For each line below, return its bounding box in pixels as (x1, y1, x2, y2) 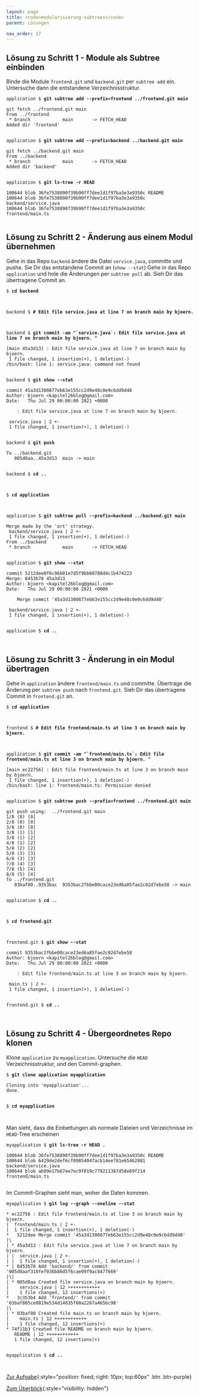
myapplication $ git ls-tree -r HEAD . (6, 1142, 106, 1148)
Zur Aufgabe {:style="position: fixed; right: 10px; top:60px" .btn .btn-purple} (6, 1373, 192, 1380)
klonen (6, 1038, 33, 1048)
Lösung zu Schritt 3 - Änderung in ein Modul (6, 655, 174, 665)
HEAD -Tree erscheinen (6, 1130, 59, 1138)
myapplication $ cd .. (6, 1352, 63, 1358)
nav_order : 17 (6, 30, 42, 36)
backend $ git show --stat (6, 377, 74, 383)
